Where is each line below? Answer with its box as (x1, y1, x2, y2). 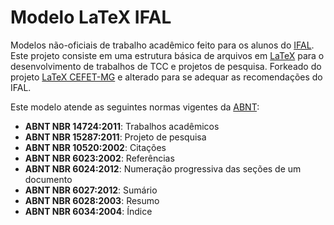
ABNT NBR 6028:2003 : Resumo (24, 194, 160, 206)
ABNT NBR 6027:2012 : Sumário (24, 184, 158, 196)
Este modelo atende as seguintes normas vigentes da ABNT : (10, 101, 260, 113)
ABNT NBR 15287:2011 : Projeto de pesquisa (24, 131, 207, 143)
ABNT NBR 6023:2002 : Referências (24, 152, 175, 164)
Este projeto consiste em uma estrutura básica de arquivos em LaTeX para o (10, 49, 325, 61)
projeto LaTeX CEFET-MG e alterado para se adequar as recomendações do (10, 71, 323, 83)
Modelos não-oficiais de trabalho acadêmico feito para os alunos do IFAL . (10, 39, 315, 51)
